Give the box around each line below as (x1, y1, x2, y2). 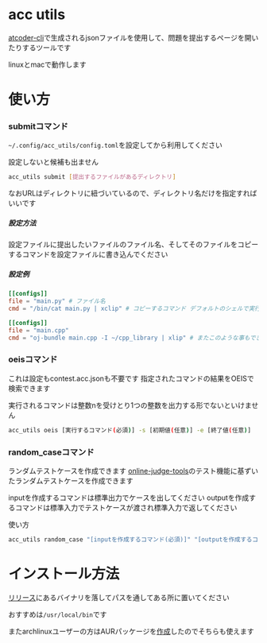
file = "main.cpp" (8, 326, 69, 335)
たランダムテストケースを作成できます (8, 475, 133, 486)
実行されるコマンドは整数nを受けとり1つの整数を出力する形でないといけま (8, 400, 252, 410)
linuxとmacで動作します (8, 60, 87, 69)
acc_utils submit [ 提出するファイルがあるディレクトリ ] (8, 173, 176, 181)
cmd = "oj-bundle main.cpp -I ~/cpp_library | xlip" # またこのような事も (8, 334, 250, 342)
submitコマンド (8, 121, 69, 132)
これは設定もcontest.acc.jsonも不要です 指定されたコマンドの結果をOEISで (8, 374, 254, 383)
